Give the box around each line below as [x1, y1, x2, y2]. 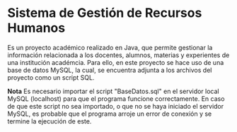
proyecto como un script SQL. [7, 73, 95, 82]
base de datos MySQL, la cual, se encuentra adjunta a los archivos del [7, 66, 212, 74]
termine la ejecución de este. [7, 116, 92, 125]
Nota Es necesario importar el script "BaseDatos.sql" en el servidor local [7, 87, 219, 95]
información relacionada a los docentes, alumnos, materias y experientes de [7, 51, 230, 59]
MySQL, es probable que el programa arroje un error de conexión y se [7, 109, 212, 118]
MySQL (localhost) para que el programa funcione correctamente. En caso [7, 94, 225, 103]
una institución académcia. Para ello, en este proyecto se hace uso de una [7, 58, 224, 66]
